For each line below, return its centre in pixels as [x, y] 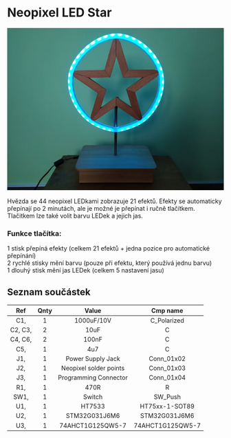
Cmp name [167, 310]
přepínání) [22, 256]
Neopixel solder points [93, 368]
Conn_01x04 [167, 378]
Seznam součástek [49, 292]
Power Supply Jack [93, 358]
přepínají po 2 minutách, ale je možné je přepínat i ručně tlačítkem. [101, 208]
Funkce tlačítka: [34, 233]
